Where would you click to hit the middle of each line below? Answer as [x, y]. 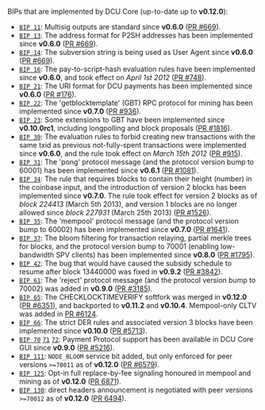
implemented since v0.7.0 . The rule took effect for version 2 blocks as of [138, 195]
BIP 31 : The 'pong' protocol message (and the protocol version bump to [136, 162]
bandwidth [36, 255]
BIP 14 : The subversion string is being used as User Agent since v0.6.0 [136, 52]
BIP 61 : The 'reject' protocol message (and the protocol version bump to [137, 280]
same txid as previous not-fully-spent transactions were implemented [132, 145]
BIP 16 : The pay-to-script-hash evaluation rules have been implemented [137, 69]
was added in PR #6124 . [58, 314]
